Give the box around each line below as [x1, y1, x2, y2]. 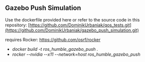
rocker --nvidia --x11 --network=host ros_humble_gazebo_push [12, 51, 141, 57]
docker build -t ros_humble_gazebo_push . [12, 46, 99, 52]
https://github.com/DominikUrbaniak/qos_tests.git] [29, 22, 132, 28]
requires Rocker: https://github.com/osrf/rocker [5, 37, 101, 42]
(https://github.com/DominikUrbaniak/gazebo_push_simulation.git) [5, 27, 139, 33]
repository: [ [5, 22, 30, 28]
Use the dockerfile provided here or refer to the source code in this [5, 17, 140, 22]
